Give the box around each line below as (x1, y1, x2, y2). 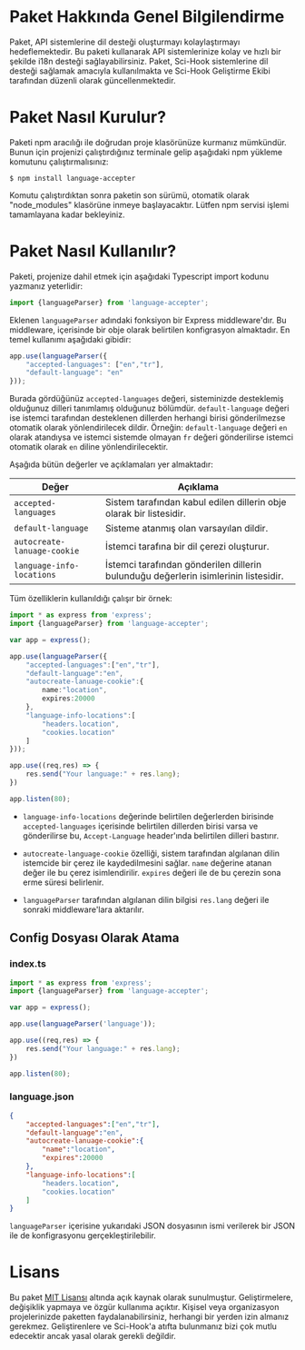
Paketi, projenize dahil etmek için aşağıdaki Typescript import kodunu (9, 271, 270, 282)
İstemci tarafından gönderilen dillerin (105, 559, 261, 571)
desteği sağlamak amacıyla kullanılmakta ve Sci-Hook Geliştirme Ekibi (9, 65, 271, 76)
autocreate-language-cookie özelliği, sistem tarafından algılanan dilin (22, 848, 280, 859)
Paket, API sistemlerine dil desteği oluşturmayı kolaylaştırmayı (9, 36, 241, 47)
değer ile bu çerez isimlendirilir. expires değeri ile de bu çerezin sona (22, 867, 281, 878)
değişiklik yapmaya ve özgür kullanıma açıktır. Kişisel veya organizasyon (9, 1302, 280, 1313)
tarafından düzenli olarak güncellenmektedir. (9, 74, 176, 85)
